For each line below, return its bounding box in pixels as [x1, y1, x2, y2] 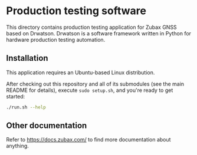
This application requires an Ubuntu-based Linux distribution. [6, 69, 155, 76]
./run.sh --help [6, 104, 46, 110]
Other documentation [6, 121, 87, 131]
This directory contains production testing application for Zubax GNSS [6, 24, 177, 31]
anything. [6, 143, 29, 150]
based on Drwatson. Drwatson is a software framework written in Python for [6, 29, 192, 37]
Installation [6, 53, 48, 63]
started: [6, 93, 25, 100]
